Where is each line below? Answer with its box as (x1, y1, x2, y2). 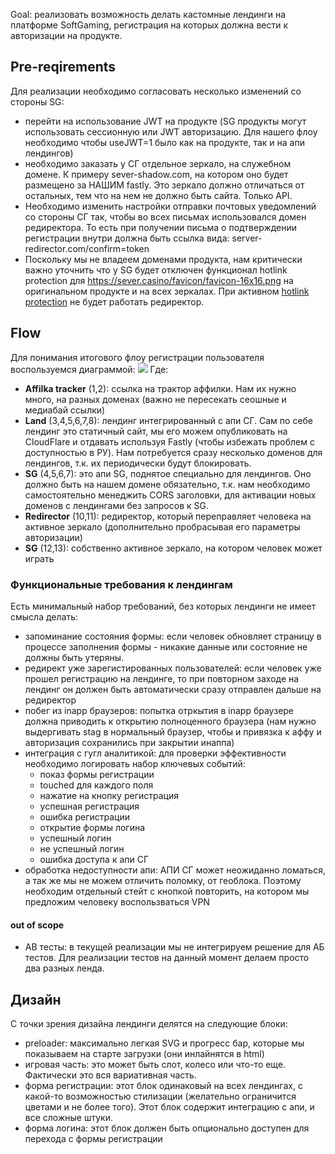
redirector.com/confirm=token (24, 242, 150, 254)
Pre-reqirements (10, 59, 117, 76)
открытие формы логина (39, 821, 146, 833)
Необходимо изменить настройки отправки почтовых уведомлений (24, 200, 317, 212)
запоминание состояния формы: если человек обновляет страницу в (24, 630, 322, 642)
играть (24, 552, 55, 564)
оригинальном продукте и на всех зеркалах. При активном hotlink (24, 285, 310, 297)
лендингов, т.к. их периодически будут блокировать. (24, 457, 252, 469)
